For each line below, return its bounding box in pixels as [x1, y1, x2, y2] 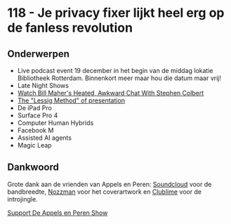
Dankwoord [7, 162, 60, 173]
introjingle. [7, 195, 38, 203]
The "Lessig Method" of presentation [17, 96, 125, 105]
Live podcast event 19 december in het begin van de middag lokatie [17, 67, 213, 74]
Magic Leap [17, 141, 52, 149]
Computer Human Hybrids [17, 119, 94, 127]
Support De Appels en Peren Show [7, 209, 108, 217]
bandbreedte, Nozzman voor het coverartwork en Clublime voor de [7, 187, 202, 196]
